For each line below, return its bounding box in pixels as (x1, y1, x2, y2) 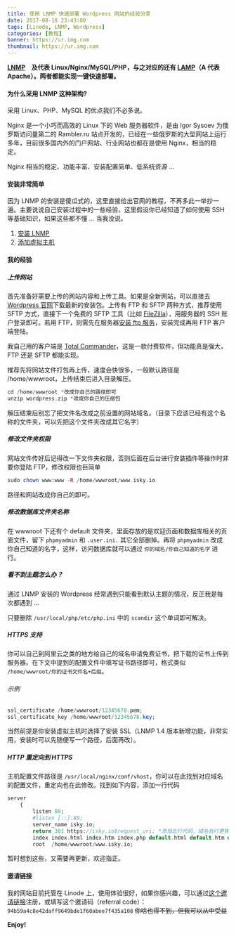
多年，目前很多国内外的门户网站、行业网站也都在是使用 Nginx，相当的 (7, 138, 211, 148)
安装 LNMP (17, 229, 50, 238)
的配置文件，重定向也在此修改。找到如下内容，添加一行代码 (7, 781, 180, 789)
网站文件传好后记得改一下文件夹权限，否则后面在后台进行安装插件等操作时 (7, 454, 223, 462)
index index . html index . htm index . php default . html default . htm (32, 834, 225, 841)
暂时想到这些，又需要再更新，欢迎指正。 (7, 854, 124, 863)
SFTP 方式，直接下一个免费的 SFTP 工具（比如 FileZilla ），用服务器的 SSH (7, 309, 220, 318)
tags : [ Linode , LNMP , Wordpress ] (7, 23, 105, 30)
